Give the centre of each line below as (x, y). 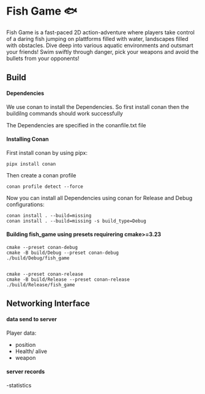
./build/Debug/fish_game (38, 258)
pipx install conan (31, 164)
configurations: (25, 204)
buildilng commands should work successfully (65, 113)
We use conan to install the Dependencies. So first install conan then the (98, 106)
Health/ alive (31, 351)
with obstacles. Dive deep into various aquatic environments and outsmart (100, 45)
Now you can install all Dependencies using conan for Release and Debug (99, 198)
